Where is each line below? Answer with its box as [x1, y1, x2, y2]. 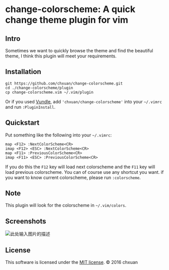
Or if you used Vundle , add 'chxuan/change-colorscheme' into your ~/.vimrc [5, 98, 162, 104]
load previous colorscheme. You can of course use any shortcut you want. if [5, 169, 164, 175]
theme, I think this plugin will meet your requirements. [5, 53, 117, 59]
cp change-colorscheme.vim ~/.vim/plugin [5, 90, 94, 95]
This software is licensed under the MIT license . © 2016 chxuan [5, 259, 138, 265]
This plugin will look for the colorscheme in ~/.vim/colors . [5, 202, 127, 209]
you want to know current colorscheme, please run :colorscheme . [5, 174, 141, 180]
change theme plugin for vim [5, 14, 129, 26]
